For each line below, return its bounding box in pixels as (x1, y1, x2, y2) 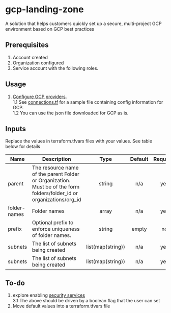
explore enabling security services (12, 292, 85, 298)
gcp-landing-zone (5, 4, 84, 15)
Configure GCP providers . (12, 93, 67, 100)
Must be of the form (32, 183, 80, 190)
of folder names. (32, 232, 71, 239)
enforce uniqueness (32, 226, 80, 233)
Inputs (5, 124, 26, 133)
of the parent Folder (32, 171, 80, 178)
